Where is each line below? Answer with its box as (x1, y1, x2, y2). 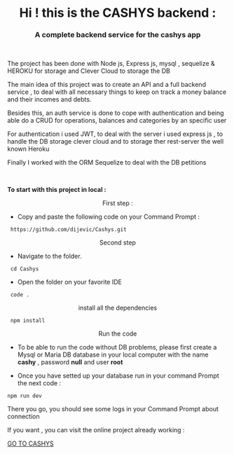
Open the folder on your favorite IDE (17, 278, 123, 287)
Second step (99, 238, 137, 247)
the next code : (17, 379, 62, 387)
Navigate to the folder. (17, 252, 82, 261)
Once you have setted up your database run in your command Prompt (17, 371, 219, 380)
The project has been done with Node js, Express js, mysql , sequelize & (7, 60, 215, 68)
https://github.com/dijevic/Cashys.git (10, 226, 128, 233)
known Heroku (7, 145, 50, 153)
